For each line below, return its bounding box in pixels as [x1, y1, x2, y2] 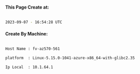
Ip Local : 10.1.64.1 [5, 65, 53, 70]
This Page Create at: [5, 4, 49, 10]
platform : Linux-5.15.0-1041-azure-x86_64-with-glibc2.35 [5, 56, 135, 61]
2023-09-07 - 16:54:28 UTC [5, 20, 62, 25]
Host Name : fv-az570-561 [5, 46, 60, 52]
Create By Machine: [5, 30, 48, 36]
